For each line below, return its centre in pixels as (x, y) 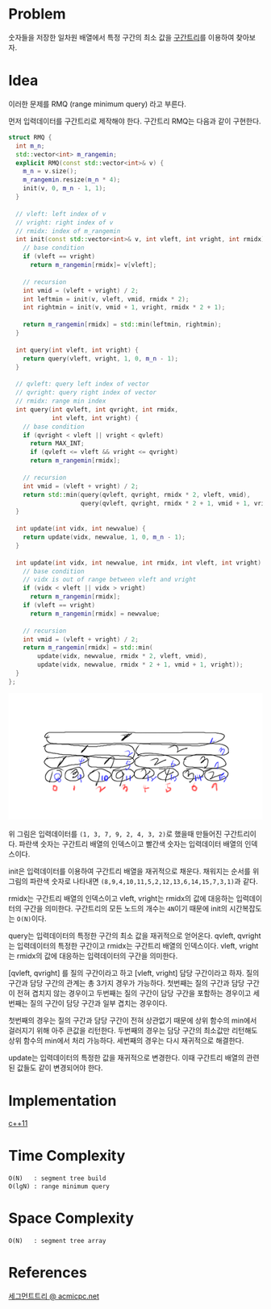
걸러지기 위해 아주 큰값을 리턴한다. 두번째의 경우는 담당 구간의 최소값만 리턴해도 (133, 1030)
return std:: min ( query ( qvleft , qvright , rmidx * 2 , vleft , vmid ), (137, 494)
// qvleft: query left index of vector (83, 384)
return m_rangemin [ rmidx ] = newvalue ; (95, 614)
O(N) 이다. (31, 918)
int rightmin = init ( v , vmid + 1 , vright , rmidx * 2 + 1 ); (124, 307)
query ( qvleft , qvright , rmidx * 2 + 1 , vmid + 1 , (165, 503)
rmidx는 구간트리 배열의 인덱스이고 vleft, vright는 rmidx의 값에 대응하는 (121, 898)
